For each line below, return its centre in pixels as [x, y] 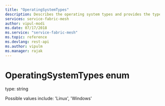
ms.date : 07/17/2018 [26, 28]
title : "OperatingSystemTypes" [37, 10]
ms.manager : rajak [24, 51]
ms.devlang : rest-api [27, 42]
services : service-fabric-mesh [37, 19]
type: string [17, 89]
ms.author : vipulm [24, 46]
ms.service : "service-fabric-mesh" [41, 33]
